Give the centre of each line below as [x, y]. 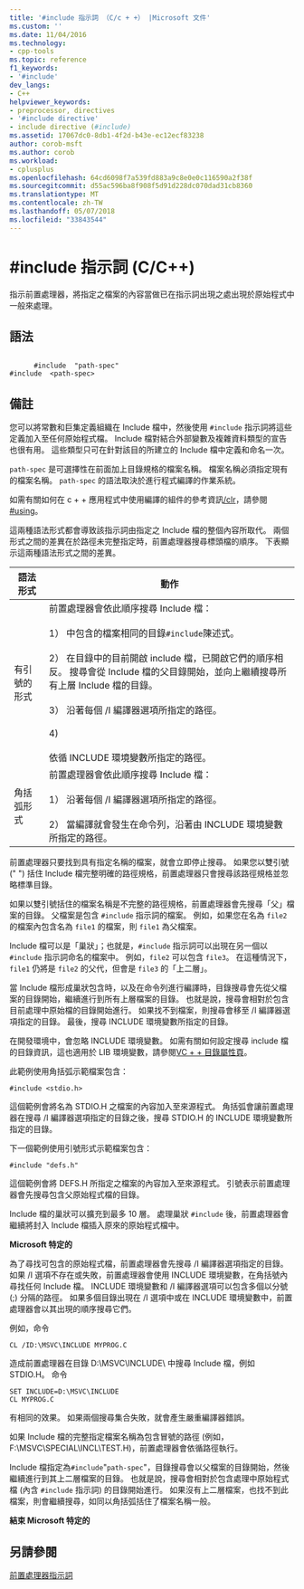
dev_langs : [30, 85]
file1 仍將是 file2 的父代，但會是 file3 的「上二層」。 [111, 968]
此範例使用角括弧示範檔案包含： [69, 1071]
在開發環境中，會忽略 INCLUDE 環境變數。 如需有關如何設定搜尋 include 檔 [149, 1041]
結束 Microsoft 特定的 [50, 1520]
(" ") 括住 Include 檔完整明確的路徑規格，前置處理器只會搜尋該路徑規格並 [145, 873]
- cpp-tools [32, 52]
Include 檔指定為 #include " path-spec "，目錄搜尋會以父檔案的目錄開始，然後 [150, 1468]
